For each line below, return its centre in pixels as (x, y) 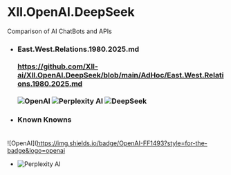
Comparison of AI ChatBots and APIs (59, 31)
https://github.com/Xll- (57, 66)
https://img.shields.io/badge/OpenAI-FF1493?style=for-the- (122, 143)
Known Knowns (44, 120)
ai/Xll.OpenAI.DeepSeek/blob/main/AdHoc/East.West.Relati (120, 75)
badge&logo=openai (36, 151)
